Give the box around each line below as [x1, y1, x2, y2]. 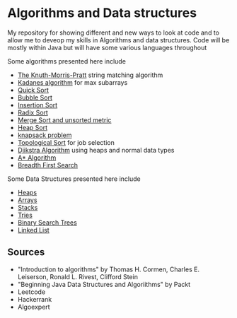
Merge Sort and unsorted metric [17, 115, 112, 124]
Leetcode [17, 288, 46, 296]
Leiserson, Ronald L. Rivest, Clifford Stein [17, 272, 138, 281]
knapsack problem [17, 131, 72, 139]
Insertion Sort [17, 100, 58, 109]
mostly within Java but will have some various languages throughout [7, 43, 207, 52]
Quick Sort [17, 86, 50, 94]
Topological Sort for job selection [17, 138, 115, 146]
